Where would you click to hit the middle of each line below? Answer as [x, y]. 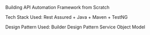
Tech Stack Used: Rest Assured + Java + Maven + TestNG [67, 17]
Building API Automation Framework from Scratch [57, 7]
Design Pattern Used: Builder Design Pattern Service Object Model [75, 27]
